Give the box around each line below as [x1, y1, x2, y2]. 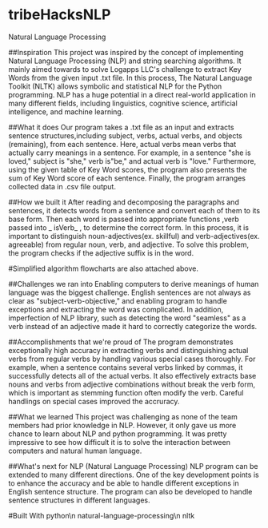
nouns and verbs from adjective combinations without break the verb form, [8, 379, 256, 389]
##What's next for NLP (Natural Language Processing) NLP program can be [8, 461, 258, 470]
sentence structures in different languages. [8, 495, 150, 505]
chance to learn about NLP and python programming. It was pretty [8, 429, 227, 439]
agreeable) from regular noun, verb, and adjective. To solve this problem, [8, 240, 250, 249]
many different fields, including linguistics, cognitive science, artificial [8, 98, 238, 108]
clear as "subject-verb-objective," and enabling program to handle [8, 296, 228, 305]
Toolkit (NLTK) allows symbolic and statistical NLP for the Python [8, 81, 222, 91]
